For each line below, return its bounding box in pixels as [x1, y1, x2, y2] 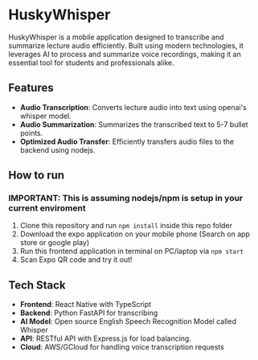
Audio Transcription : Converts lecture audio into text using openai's [19, 102, 247, 112]
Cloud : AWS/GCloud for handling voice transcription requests [19, 342, 225, 352]
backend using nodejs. [19, 145, 96, 154]
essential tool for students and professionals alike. [8, 58, 174, 67]
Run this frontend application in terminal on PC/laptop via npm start [19, 247, 244, 256]
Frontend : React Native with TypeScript [19, 300, 152, 309]
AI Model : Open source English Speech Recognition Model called [19, 317, 237, 326]
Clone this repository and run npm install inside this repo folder [19, 221, 233, 231]
